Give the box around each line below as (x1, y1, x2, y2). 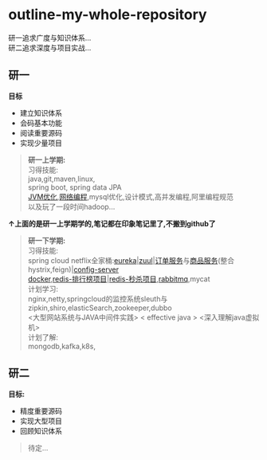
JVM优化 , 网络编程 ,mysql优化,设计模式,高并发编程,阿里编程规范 (27, 191, 234, 201)
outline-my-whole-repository (8, 6, 207, 24)
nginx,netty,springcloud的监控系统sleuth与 (27, 293, 168, 304)
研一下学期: (27, 235, 66, 245)
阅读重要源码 (19, 128, 62, 137)
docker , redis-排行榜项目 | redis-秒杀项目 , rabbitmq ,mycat (27, 273, 210, 284)
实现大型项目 (19, 416, 62, 426)
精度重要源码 (19, 406, 62, 415)
